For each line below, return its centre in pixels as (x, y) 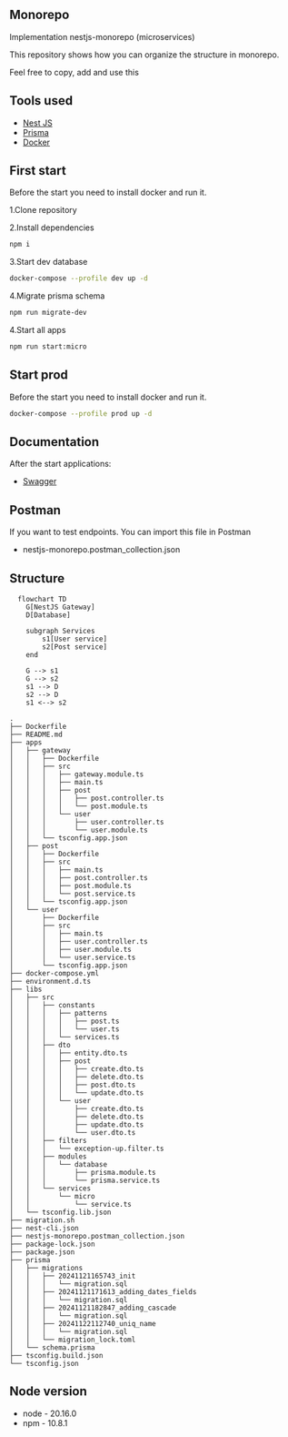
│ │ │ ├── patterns (58, 1014)
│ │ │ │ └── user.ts (65, 1029)
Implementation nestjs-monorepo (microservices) (102, 36)
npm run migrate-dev (49, 313)
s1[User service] (74, 639)
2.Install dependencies (52, 228)
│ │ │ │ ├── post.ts (65, 1022)
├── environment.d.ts (50, 982)
